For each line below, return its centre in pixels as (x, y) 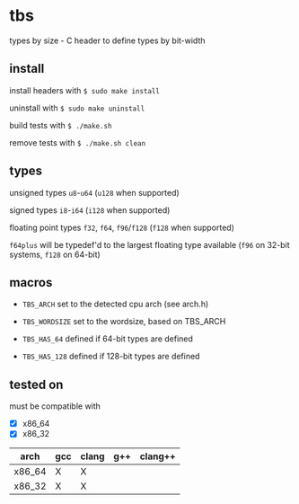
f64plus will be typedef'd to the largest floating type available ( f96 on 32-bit (149, 244)
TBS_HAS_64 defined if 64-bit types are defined (107, 339)
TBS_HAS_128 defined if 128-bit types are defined (111, 357)
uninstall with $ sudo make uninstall (77, 108)
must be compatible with (55, 406)
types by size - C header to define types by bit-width (107, 40)
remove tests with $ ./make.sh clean (78, 142)
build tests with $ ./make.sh (61, 125)
